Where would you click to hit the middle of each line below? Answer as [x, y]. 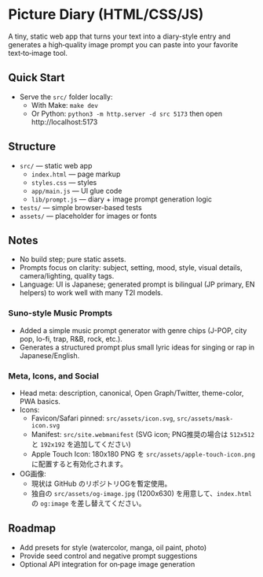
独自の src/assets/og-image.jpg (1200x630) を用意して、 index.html [142, 493]
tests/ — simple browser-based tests [81, 207]
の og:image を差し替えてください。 [88, 503]
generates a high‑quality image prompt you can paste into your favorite [123, 44]
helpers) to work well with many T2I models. [91, 293]
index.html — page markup [76, 174]
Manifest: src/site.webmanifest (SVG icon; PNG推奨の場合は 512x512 [143, 434]
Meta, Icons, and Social [54, 375]
